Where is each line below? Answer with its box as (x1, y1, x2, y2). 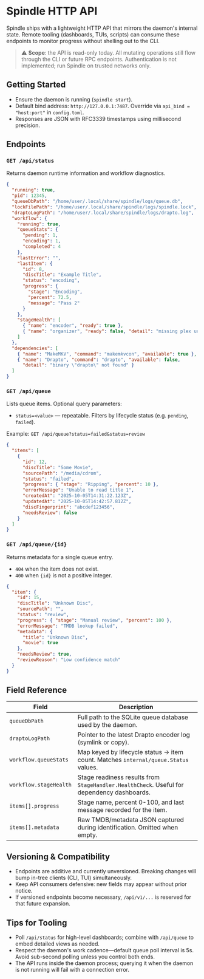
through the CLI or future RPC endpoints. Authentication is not (21, 55, 177, 63)
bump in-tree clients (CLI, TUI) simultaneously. (15, 874, 132, 882)
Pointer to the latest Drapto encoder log (77, 730, 190, 739)
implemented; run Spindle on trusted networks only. (21, 62, 151, 69)
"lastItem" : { (17, 260, 53, 267)
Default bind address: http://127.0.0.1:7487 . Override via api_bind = (15, 102, 190, 109)
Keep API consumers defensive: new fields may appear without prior (15, 881, 187, 888)
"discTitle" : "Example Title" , (22, 272, 102, 278)
